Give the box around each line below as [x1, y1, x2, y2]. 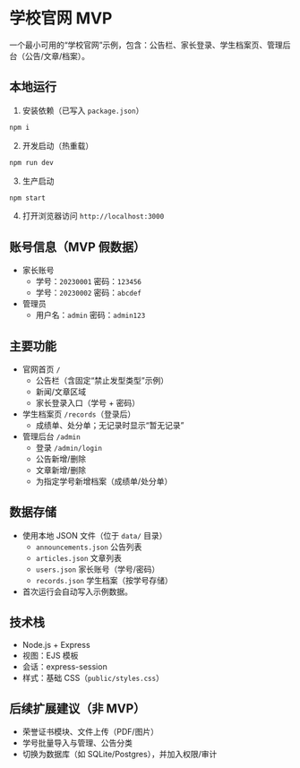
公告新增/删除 [35, 453, 87, 464]
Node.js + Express [21, 639, 91, 650]
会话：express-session [21, 660, 107, 672]
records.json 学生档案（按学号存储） [35, 574, 173, 585]
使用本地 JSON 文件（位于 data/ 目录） [21, 530, 167, 540]
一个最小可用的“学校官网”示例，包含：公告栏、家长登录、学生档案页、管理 [9, 39, 284, 50]
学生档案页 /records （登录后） [21, 409, 136, 419]
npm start [9, 194, 47, 203]
